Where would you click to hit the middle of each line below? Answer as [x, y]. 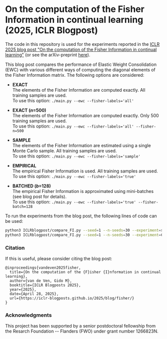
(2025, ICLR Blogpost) [52, 30]
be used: [14, 221]
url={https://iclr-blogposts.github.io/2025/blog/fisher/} [72, 298]
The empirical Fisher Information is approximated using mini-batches [83, 191]
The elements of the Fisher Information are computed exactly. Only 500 [85, 115]
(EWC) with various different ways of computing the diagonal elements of [80, 70]
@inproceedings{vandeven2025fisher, [43, 268]
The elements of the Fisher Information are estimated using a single [82, 145]
